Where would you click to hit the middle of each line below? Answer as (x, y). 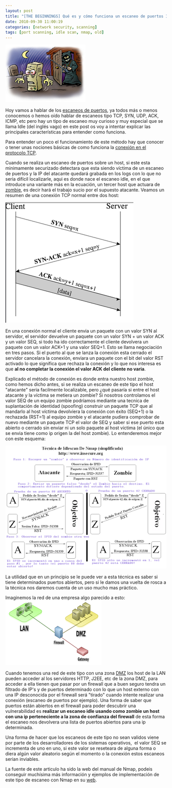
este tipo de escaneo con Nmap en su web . (51, 780)
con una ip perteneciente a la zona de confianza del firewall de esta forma (85, 717)
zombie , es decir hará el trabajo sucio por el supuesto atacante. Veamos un (85, 190)
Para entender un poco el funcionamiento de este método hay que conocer (85, 142)
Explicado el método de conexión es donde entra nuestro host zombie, (80, 379)
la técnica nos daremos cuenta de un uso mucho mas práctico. (72, 588)
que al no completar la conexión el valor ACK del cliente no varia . (76, 369)
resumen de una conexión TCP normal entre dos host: (62, 195)
